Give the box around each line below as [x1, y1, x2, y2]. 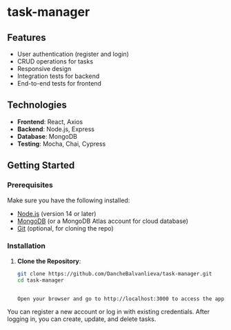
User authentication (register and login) [17, 50, 130, 58]
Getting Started [7, 159, 75, 171]
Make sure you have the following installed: [7, 196, 130, 204]
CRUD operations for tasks [17, 57, 94, 66]
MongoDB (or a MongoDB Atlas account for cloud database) [17, 217, 188, 225]
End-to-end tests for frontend [17, 79, 102, 87]
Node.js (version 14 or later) [17, 209, 97, 217]
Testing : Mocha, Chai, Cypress [17, 139, 106, 148]
